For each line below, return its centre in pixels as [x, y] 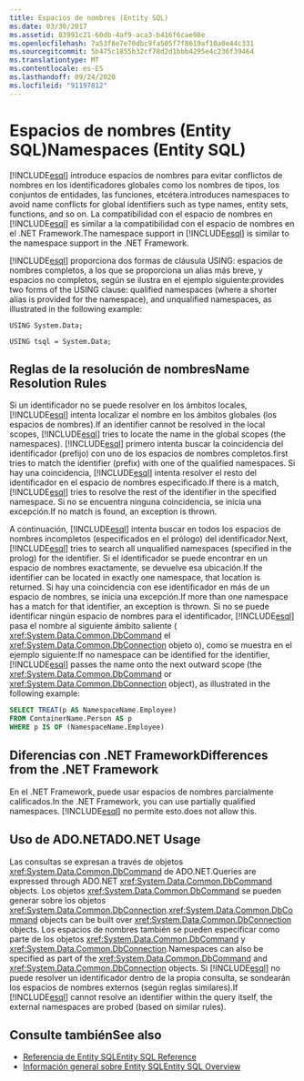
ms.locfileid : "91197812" [58, 86]
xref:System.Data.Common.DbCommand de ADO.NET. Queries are [133, 871]
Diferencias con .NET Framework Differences [139, 756]
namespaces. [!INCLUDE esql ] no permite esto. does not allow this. [133, 811]
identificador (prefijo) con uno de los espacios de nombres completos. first [149, 454]
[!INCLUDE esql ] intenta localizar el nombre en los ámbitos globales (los [143, 415]
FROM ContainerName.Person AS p [71, 719]
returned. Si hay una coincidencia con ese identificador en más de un [140, 587]
